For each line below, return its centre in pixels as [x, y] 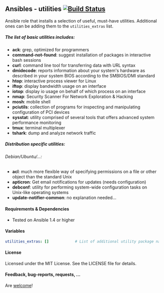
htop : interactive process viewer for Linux [54, 81]
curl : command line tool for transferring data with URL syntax [74, 65]
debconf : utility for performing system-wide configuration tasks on [80, 187]
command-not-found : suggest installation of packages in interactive [82, 55]
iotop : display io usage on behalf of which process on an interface [79, 91]
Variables [15, 231]
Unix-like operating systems [40, 193]
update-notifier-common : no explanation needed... [64, 198]
